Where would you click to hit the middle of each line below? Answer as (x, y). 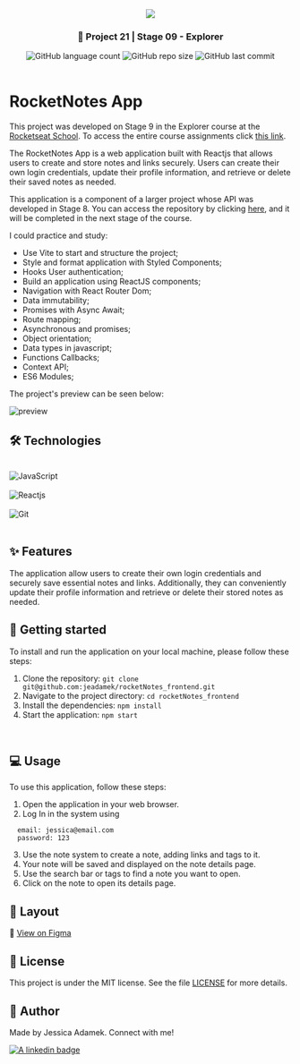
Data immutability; (56, 301)
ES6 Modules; (48, 377)
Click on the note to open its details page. (99, 883)
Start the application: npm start (80, 714)
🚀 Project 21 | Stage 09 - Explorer (150, 37)
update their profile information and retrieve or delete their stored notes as (146, 592)
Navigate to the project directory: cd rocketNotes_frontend (131, 695)
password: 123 (43, 838)
